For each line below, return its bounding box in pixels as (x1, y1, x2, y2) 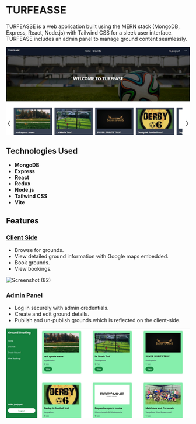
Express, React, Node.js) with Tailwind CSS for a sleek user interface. (6, 29, 173, 36)
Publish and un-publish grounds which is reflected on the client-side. (14, 317, 181, 324)
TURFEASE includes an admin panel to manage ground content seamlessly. (6, 35, 187, 42)
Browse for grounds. (14, 247, 64, 254)
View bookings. (14, 266, 52, 273)
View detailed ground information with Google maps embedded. (14, 253, 169, 260)
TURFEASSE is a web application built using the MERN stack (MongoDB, (6, 23, 180, 30)
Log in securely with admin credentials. (14, 305, 109, 312)
